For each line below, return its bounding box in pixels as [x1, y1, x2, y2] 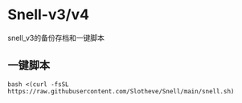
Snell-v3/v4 [7, 6, 90, 24]
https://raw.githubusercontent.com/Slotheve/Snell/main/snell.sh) [7, 87, 235, 95]
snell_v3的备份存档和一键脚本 [7, 33, 105, 42]
